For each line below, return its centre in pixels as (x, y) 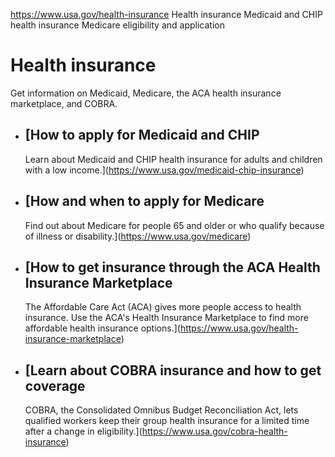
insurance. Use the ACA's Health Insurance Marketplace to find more (166, 318)
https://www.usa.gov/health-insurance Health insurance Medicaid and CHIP (166, 14)
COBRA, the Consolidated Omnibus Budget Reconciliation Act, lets (161, 410)
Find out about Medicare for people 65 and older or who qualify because (174, 225)
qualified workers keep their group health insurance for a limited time (167, 421)
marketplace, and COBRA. (64, 103)
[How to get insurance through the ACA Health (172, 267)
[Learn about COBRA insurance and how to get (173, 370)
